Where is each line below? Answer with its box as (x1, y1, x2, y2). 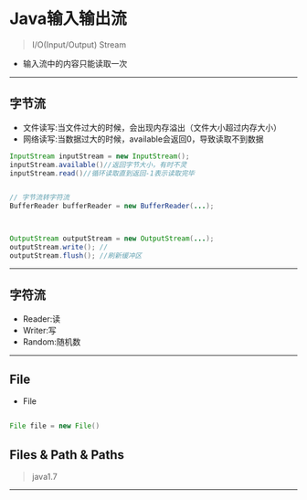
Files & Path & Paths (9, 447, 125, 463)
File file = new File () (9, 421, 101, 431)
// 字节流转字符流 (9, 193, 70, 202)
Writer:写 (22, 324, 57, 335)
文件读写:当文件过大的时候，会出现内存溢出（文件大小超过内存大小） (22, 122, 281, 133)
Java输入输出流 (9, 8, 127, 29)
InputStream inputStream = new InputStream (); (9, 152, 190, 161)
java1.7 (31, 472, 58, 483)
